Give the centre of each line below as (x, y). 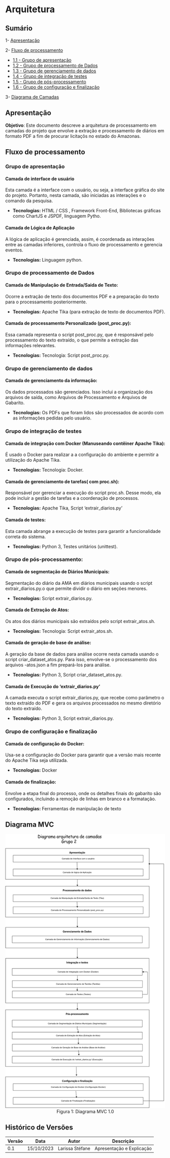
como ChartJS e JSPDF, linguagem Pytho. (57, 216)
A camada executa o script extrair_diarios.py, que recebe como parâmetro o (85, 698)
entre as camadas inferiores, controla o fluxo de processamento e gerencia (84, 244)
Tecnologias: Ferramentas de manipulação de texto (67, 808)
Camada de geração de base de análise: (48, 643)
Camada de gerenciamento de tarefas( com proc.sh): (62, 482)
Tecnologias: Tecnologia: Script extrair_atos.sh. (63, 631)
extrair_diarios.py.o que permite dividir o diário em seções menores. (76, 588)
